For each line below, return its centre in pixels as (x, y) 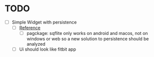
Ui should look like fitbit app (48, 49)
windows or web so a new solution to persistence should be (88, 39)
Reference (30, 28)
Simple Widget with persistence (44, 22)
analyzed (36, 44)
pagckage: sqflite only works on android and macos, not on (87, 33)
